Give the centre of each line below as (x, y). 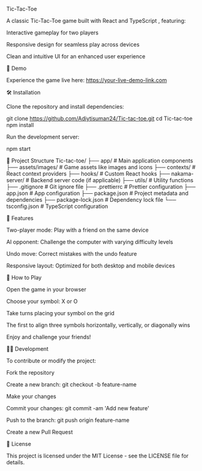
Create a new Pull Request (40, 432)
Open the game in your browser (47, 289)
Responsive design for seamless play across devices (73, 44)
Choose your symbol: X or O (42, 301)
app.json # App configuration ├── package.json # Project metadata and (97, 193)
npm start (19, 149)
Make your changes (31, 396)
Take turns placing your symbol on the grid (61, 313)
